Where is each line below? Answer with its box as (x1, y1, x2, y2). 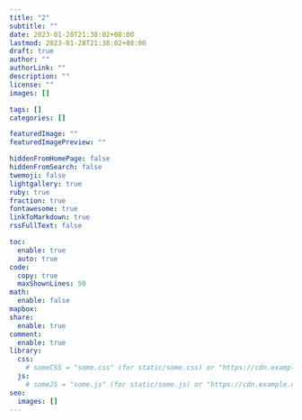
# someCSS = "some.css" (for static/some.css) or (25, 363, 216, 372)
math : (9, 288, 30, 297)
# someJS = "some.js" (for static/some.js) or (25, 379, 203, 388)
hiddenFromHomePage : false (9, 154, 111, 163)
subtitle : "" (9, 22, 58, 31)
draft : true (9, 47, 54, 56)
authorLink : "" (9, 64, 67, 73)
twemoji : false (9, 170, 67, 180)
